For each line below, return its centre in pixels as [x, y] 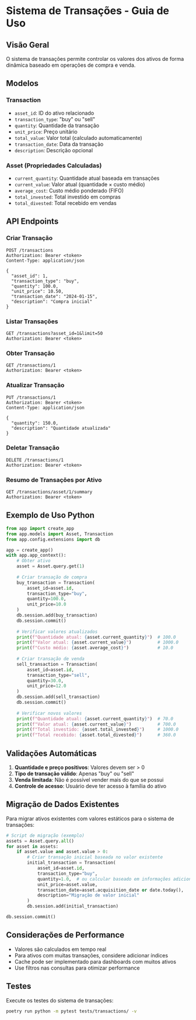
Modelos [22, 83]
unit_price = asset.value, [67, 884]
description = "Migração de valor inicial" [88, 895]
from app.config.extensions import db [53, 539]
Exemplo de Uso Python [50, 515]
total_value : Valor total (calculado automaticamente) [78, 138]
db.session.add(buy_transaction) [57, 615]
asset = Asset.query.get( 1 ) [50, 566]
